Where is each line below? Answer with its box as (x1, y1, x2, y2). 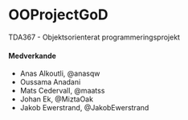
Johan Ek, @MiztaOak (19, 94, 94, 104)
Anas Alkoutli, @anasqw (19, 68, 100, 78)
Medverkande (8, 51, 56, 60)
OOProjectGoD (8, 6, 108, 24)
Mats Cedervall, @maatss (19, 86, 105, 96)
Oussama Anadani (19, 77, 81, 87)
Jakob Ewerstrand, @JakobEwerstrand (19, 103, 149, 113)
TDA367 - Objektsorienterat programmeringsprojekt (8, 32, 181, 42)
